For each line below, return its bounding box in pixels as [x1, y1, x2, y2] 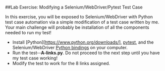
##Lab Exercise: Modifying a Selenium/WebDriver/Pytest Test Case [5, 4, 143, 10]
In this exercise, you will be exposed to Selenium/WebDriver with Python [5, 14, 153, 19]
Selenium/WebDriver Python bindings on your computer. [12, 45, 128, 50]
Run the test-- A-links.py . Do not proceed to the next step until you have [12, 50, 160, 56]
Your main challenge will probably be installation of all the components [5, 24, 150, 30]
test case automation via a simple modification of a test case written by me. [5, 19, 160, 25]
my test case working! [12, 55, 58, 61]
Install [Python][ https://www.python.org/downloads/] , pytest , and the [12, 39, 154, 45]
